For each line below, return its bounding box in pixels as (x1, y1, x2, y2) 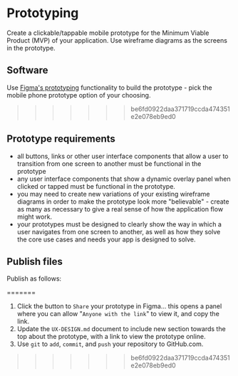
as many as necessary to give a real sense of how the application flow (16, 204, 224, 213)
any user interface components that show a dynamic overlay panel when (16, 174, 231, 183)
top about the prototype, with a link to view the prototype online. (16, 333, 206, 341)
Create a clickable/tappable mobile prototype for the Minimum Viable (6, 28, 209, 37)
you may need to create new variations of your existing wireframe (16, 189, 211, 198)
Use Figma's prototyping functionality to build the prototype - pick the (6, 83, 212, 92)
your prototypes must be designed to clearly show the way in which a (16, 219, 222, 229)
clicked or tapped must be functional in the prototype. (16, 182, 176, 190)
